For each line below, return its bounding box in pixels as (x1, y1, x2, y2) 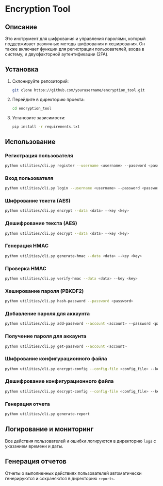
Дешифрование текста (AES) (5, 220, 78, 227)
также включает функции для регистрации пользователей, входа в (5, 46, 145, 52)
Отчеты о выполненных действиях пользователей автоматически (5, 470, 142, 476)
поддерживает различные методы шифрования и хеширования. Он (5, 41, 145, 47)
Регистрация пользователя (5, 152, 74, 159)
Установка (5, 65, 39, 74)
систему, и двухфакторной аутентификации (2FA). (5, 51, 109, 57)
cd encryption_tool (12, 106, 52, 111)
